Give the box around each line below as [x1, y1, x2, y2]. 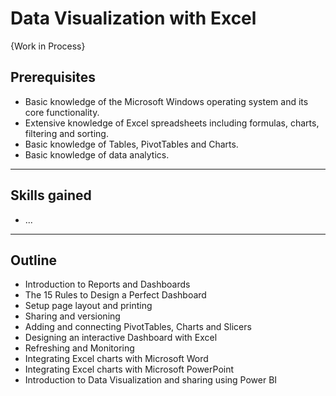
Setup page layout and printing [24, 300, 153, 312]
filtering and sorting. [24, 127, 109, 139]
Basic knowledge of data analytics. [24, 148, 170, 161]
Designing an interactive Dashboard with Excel [24, 332, 218, 344]
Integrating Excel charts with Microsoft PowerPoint [24, 363, 235, 376]
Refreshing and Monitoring [24, 342, 135, 354]
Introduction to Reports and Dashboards [24, 278, 191, 291]
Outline [10, 252, 57, 269]
